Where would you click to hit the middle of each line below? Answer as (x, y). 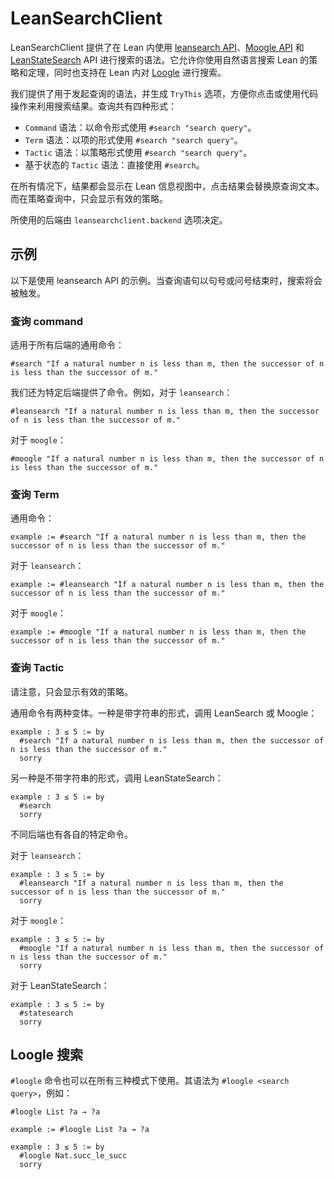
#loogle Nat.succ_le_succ (73, 1156)
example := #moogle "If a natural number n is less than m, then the (158, 632)
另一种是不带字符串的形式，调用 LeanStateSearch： (117, 778)
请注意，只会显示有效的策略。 (71, 691)
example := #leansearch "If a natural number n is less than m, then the (167, 585)
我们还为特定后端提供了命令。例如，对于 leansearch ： (121, 393)
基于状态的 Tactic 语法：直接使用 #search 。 (114, 164)
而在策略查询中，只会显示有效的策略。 (89, 198)
